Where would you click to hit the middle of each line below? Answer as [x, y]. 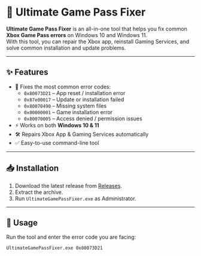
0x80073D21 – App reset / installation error [74, 93]
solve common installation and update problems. [66, 48]
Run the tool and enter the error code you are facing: [71, 237]
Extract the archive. [39, 192]
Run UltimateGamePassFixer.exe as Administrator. [75, 198]
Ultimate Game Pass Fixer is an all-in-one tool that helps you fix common [97, 29]
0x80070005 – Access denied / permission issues [83, 118]
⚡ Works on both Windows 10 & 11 [57, 125]
